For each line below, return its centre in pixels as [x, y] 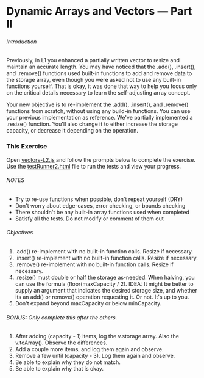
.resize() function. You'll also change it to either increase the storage [92, 124]
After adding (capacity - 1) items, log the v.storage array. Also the [97, 336]
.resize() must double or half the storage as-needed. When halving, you [105, 278]
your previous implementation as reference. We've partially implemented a [100, 118]
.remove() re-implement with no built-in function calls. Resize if [94, 264]
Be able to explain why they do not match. [68, 362]
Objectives [20, 233]
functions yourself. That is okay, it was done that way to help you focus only [102, 86]
